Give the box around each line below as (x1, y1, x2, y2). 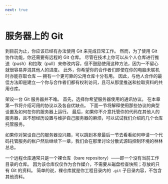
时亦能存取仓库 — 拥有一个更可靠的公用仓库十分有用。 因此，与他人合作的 (5, 73, 158, 79)
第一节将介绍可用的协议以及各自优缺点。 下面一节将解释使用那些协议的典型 (5, 102, 160, 108)
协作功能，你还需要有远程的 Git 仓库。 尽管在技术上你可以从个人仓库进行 (5, 54, 155, 60)
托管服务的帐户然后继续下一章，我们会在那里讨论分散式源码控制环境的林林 (9, 138, 163, 144)
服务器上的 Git (5, 30, 63, 41)
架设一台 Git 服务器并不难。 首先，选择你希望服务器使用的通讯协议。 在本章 (5, 96, 161, 102)
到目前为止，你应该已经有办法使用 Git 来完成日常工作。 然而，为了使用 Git (5, 48, 157, 54)
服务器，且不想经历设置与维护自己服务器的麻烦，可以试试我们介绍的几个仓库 (5, 114, 163, 120)
